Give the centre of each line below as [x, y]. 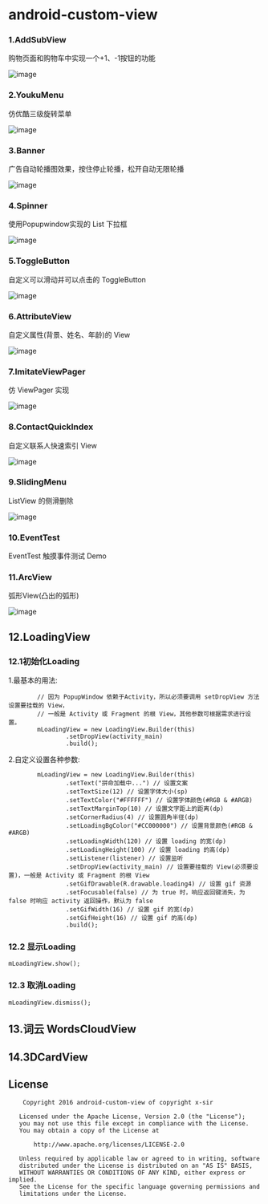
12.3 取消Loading [42, 986]
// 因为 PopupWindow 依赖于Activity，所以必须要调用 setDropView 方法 [148, 697]
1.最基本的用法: [33, 680]
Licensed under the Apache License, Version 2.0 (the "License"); [132, 1117]
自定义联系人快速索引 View [53, 445]
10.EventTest [34, 537]
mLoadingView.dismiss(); [50, 1003]
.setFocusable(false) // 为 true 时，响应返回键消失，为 [155, 893]
